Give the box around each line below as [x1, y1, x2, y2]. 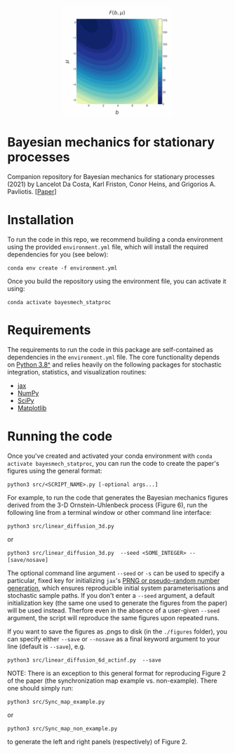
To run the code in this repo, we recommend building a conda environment [7, 235, 223, 244]
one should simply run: [7, 683, 74, 692]
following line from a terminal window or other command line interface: [7, 508, 212, 516]
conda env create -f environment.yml [7, 264, 118, 272]
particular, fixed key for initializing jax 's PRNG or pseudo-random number [7, 576, 220, 584]
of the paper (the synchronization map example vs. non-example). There [7, 676, 217, 685]
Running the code [7, 428, 113, 444]
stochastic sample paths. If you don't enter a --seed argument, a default [7, 591, 215, 599]
